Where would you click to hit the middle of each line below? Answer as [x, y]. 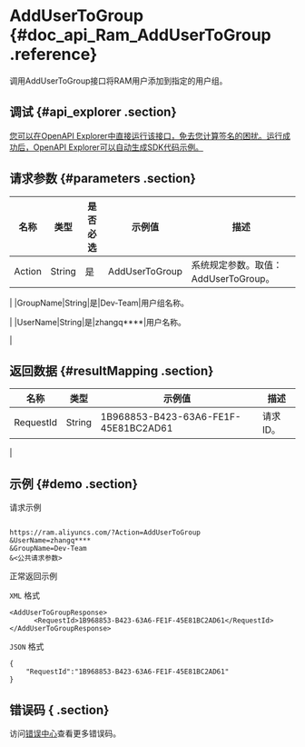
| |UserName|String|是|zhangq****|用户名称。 [98, 322]
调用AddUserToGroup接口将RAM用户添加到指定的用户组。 [118, 80]
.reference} [54, 55]
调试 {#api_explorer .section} [93, 112]
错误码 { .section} [59, 710]
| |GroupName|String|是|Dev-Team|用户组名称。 [99, 303]
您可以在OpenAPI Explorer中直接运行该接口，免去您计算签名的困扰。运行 [146, 135]
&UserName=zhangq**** [50, 541]
